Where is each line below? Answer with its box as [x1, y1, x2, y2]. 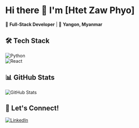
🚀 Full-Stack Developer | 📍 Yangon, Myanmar [5, 21, 102, 27]
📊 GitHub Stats [5, 73, 55, 82]
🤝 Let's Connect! [5, 104, 59, 112]
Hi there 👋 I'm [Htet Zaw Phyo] [5, 5, 135, 16]
